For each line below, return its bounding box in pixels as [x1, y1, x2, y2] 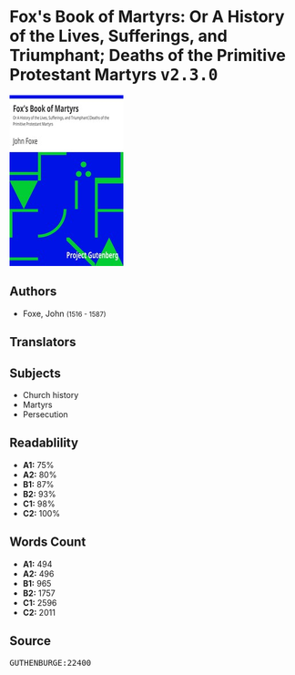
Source [9, 633, 52, 649]
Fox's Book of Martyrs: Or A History [9, 6, 285, 27]
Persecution [22, 408, 68, 420]
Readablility [9, 435, 79, 451]
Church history [22, 389, 79, 400]
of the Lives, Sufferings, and [9, 26, 228, 46]
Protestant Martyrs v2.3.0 [9, 65, 219, 86]
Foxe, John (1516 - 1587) [22, 308, 107, 319]
